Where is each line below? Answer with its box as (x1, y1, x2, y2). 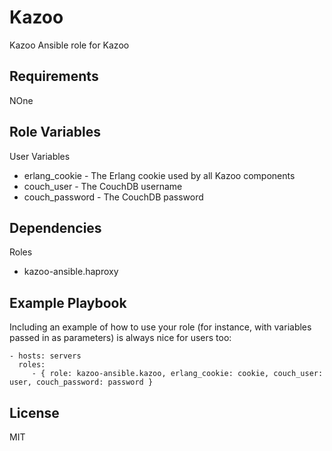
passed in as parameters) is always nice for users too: (9, 332, 232, 344)
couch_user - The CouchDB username (23, 180, 183, 192)
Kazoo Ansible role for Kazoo (9, 39, 130, 51)
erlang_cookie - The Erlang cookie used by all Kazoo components (23, 169, 296, 181)
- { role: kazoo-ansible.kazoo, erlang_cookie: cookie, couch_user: (31, 369, 324, 379)
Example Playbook (9, 294, 127, 311)
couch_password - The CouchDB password (23, 191, 204, 203)
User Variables (9, 150, 71, 162)
